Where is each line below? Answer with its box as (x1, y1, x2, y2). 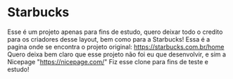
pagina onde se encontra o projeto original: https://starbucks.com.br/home (7, 42, 225, 51)
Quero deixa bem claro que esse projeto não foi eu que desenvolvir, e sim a (7, 50, 227, 59)
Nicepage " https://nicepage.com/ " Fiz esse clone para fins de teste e (7, 57, 209, 66)
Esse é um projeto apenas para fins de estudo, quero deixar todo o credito (7, 28, 223, 36)
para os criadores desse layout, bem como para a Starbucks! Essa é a (7, 35, 210, 43)
